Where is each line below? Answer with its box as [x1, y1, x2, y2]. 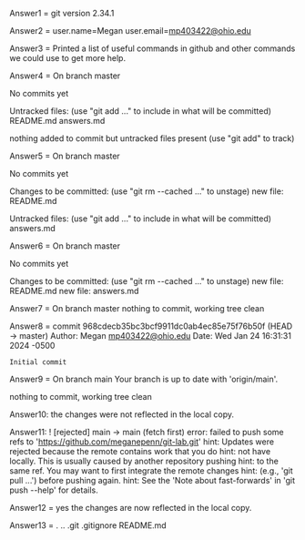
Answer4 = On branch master [9, 70, 121, 81]
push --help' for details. [9, 484, 98, 495]
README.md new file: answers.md [9, 286, 139, 296]
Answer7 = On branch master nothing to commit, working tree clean [9, 303, 265, 313]
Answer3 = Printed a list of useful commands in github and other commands [9, 43, 296, 54]
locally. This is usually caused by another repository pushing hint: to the [9, 455, 280, 466]
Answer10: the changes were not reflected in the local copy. [9, 409, 235, 420]
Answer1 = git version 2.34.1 [9, 8, 115, 18]
